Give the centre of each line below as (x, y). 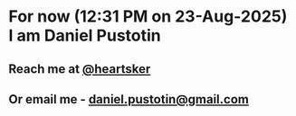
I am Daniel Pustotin (85, 36)
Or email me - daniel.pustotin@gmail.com (129, 99)
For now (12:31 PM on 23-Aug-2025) (148, 17)
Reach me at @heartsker (80, 69)
